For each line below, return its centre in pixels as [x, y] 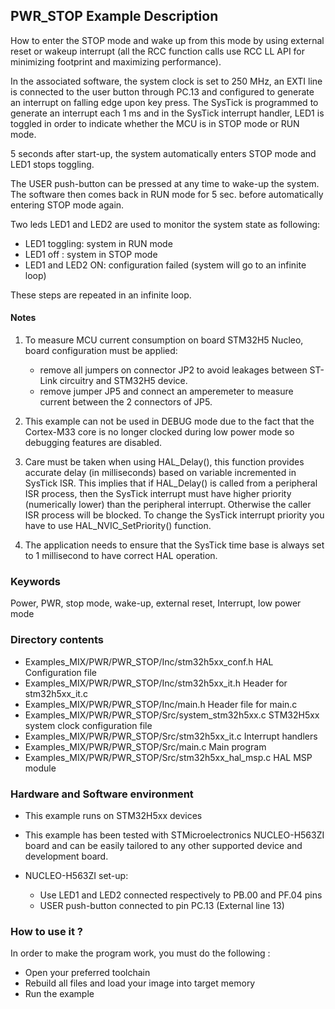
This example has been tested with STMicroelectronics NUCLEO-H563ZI [174, 835]
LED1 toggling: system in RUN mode [98, 243]
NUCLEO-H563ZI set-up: [76, 875]
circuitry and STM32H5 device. [123, 381]
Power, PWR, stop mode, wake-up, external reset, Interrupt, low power [156, 603]
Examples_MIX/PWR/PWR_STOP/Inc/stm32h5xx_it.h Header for [156, 683]
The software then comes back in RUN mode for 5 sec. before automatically [167, 194]
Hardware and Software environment [102, 794]
